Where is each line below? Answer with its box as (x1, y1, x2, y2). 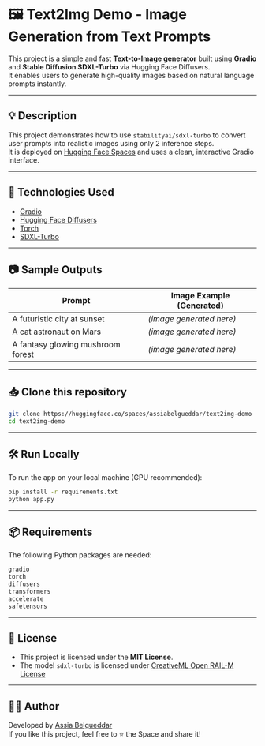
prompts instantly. (8, 79, 67, 88)
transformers (8, 587, 51, 595)
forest (12, 349, 34, 360)
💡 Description (8, 109, 77, 122)
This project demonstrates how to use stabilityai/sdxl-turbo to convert (8, 130, 246, 140)
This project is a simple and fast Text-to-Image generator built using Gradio (8, 54, 257, 63)
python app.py (8, 495, 55, 503)
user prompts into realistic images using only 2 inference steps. (8, 138, 215, 148)
